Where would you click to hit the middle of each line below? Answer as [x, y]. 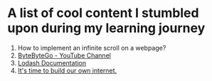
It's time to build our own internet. [67, 70]
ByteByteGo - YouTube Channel [64, 55]
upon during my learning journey [106, 28]
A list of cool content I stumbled [103, 13]
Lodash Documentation [52, 63]
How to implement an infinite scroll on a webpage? [92, 48]
